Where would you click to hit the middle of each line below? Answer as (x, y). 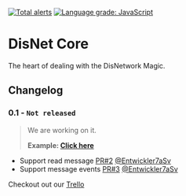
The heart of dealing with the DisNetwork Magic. (87, 65)
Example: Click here (60, 145)
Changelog (36, 91)
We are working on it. (62, 130)
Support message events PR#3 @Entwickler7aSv (98, 168)
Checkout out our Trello (46, 184)
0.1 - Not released (42, 113)
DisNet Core (48, 44)
